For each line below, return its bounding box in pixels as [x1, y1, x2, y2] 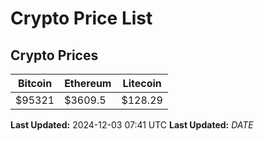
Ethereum [64, 77, 112, 90]
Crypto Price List [10, 7, 153, 30]
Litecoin [122, 77, 162, 90]
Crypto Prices [10, 47, 99, 64]
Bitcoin [17, 77, 53, 90]
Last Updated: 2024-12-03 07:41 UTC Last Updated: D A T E [10, 119, 254, 131]
